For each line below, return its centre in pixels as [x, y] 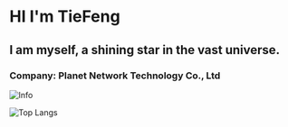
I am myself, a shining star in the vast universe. [145, 50]
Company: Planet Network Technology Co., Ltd [115, 76]
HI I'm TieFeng [65, 17]
